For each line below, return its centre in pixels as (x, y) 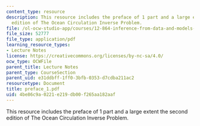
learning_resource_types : (38, 45)
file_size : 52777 (28, 34)
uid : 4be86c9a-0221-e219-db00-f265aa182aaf (61, 94)
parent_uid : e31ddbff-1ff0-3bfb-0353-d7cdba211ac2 (70, 78)
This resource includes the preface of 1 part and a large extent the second (97, 111)
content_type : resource (36, 12)
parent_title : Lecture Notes (42, 67)
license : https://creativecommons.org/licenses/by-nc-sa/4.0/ (85, 56)
